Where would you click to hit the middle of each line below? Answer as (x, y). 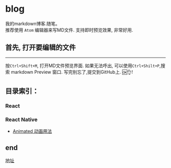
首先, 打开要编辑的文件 (41, 48)
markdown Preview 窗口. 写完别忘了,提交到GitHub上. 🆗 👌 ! (72, 72)
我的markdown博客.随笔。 (33, 23)
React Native (22, 119)
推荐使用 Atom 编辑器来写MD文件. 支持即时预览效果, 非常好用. (69, 30)
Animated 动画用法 (32, 131)
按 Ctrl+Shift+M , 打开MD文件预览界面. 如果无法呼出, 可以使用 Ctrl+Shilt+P (82, 65)
